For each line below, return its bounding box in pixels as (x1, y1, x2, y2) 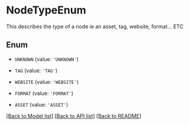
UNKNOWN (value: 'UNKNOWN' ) (14, 55, 79, 62)
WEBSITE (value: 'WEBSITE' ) (14, 78, 79, 85)
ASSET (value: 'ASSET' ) (14, 101, 69, 108)
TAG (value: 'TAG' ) (14, 67, 58, 74)
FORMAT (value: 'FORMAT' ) (14, 89, 74, 97)
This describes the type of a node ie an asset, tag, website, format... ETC (6, 23, 184, 30)
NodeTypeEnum (6, 4, 87, 17)
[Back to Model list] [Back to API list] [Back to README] (6, 112, 142, 119)
